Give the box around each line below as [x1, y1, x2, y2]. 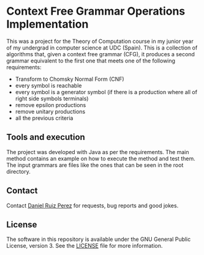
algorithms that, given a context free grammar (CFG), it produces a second [6, 50, 195, 57]
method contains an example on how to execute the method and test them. [6, 155, 196, 162]
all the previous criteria [15, 114, 74, 122]
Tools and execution [6, 132, 86, 142]
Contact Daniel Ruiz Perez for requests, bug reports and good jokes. [6, 202, 179, 209]
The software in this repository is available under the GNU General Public [6, 235, 191, 243]
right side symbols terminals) [15, 95, 89, 102]
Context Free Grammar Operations [6, 4, 186, 18]
